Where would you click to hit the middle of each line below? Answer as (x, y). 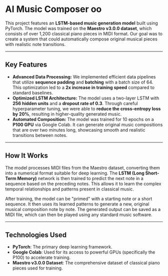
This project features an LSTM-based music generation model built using (82, 23)
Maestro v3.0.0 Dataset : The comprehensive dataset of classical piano (86, 263)
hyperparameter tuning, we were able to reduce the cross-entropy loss (86, 108)
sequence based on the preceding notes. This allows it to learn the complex (83, 183)
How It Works (27, 156)
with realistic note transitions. (35, 44)
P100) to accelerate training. (41, 257)
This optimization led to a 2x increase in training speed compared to (83, 87)
